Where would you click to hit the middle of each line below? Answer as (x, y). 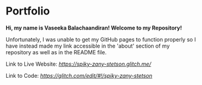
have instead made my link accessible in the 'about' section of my (88, 46)
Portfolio (28, 11)
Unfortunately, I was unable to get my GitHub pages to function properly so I (101, 39)
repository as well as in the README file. (56, 52)
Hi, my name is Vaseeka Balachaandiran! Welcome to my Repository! (94, 28)
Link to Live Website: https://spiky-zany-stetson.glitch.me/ (79, 64)
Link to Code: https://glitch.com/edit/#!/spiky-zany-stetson (79, 75)
